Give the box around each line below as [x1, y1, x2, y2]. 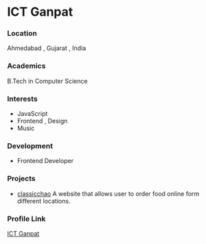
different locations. [16, 197, 71, 205]
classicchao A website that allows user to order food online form [16, 189, 200, 197]
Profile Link [7, 214, 46, 223]
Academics [7, 61, 46, 71]
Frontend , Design [16, 117, 68, 125]
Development [7, 141, 54, 151]
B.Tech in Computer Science [7, 77, 88, 85]
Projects [7, 174, 36, 184]
